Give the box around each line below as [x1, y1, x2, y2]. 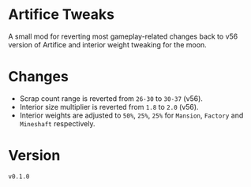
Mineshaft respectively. [19, 118, 96, 128]
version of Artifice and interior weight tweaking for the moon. [8, 39, 207, 49]
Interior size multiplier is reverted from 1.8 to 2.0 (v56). [19, 102, 199, 111]
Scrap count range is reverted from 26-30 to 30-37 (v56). [19, 93, 204, 103]
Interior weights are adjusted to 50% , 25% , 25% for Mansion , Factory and [19, 110, 244, 120]
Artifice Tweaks [8, 6, 114, 24]
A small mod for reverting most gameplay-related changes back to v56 [8, 32, 238, 41]
